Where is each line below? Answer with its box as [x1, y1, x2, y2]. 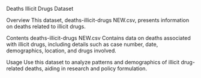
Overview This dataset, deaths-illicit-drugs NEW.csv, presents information [6, 17, 190, 23]
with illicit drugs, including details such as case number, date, [6, 41, 158, 48]
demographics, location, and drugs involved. [6, 47, 117, 54]
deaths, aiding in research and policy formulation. [25, 65, 148, 72]
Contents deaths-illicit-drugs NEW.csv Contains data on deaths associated [6, 35, 191, 41]
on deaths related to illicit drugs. [6, 23, 86, 30]
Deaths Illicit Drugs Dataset [6, 5, 74, 12]
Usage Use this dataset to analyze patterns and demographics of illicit [6, 59, 180, 65]
